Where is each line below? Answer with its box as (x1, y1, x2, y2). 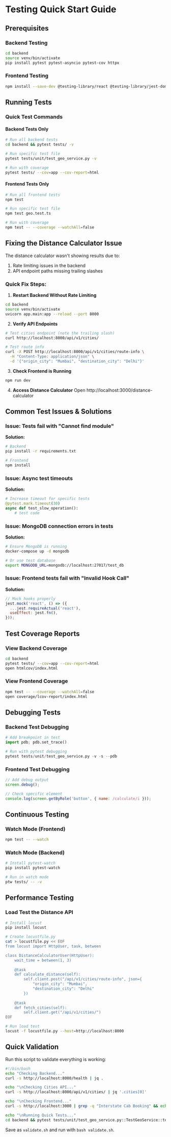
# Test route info (5, 344, 44, 350)
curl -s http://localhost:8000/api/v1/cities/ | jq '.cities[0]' (5, 1090, 147, 1095)
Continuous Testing (5, 810, 70, 819)
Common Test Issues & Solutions (5, 407, 112, 416)
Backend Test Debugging (5, 723, 69, 730)
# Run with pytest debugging (5, 749, 67, 754)
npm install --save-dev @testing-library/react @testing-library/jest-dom (5, 84, 167, 89)
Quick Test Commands (5, 113, 63, 120)
